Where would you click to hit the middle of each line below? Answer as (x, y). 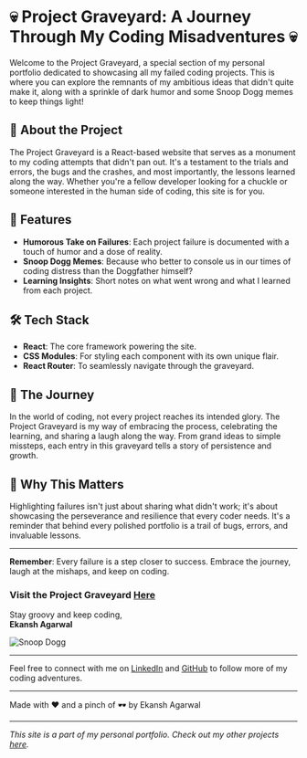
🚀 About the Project (66, 130)
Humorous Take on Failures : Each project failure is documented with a (156, 242)
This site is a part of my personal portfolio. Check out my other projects (144, 735)
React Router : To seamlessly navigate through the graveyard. (138, 366)
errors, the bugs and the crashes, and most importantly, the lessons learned (153, 172)
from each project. (58, 290)
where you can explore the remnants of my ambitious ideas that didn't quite (152, 82)
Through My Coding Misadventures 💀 (153, 37)
